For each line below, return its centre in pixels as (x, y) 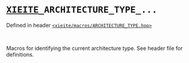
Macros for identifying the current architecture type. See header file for (94, 48)
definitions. (20, 54)
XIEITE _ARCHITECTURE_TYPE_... (82, 10)
